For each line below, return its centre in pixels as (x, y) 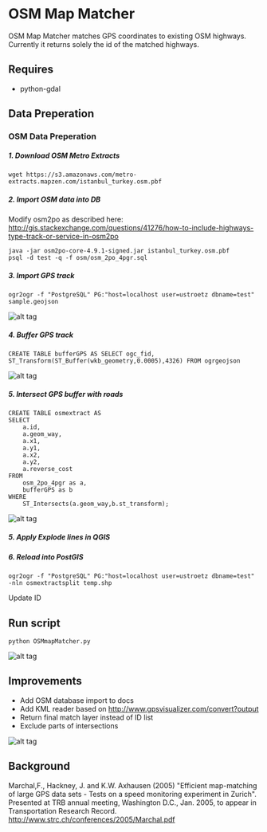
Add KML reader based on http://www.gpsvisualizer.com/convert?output (139, 708)
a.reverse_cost (48, 469)
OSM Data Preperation (53, 136)
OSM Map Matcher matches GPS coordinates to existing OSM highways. (128, 36)
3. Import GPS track (41, 275)
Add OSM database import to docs (77, 700)
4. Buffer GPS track (41, 335)
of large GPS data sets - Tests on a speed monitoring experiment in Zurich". (132, 794)
